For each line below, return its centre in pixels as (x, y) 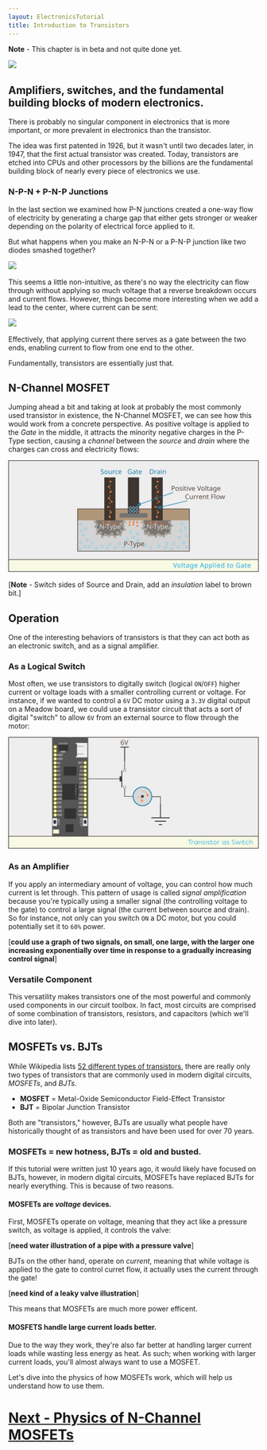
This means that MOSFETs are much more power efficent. (103, 1309)
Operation (34, 618)
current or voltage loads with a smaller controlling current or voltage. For (127, 692)
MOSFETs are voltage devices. (60, 1204)
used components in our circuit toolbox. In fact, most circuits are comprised (132, 1005)
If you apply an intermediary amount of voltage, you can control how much (130, 884)
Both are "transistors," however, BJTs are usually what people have (118, 1122)
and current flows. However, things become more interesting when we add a (133, 299)
